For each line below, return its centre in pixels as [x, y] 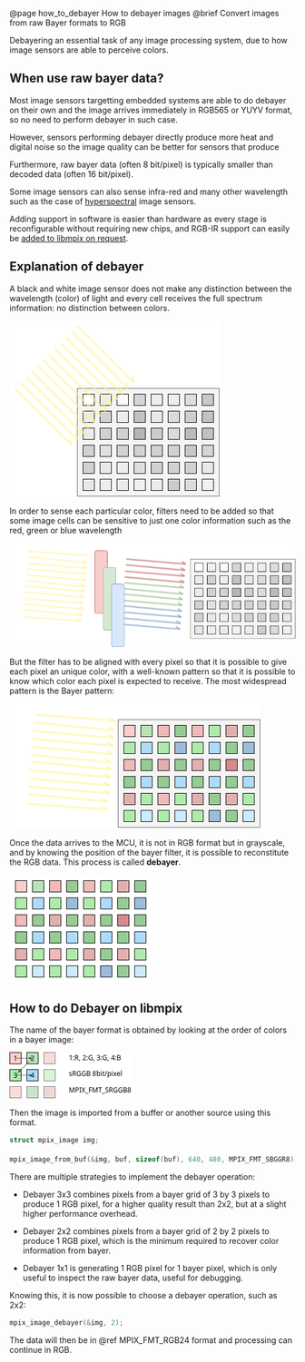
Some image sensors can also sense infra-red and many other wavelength [149, 191]
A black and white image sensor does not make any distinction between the [151, 289]
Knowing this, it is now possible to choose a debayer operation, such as [143, 1295]
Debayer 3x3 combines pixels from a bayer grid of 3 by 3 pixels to [146, 1194]
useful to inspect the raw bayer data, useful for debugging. [133, 1278]
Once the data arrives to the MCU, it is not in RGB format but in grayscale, [148, 843]
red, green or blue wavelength [66, 530]
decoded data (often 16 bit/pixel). [71, 174]
